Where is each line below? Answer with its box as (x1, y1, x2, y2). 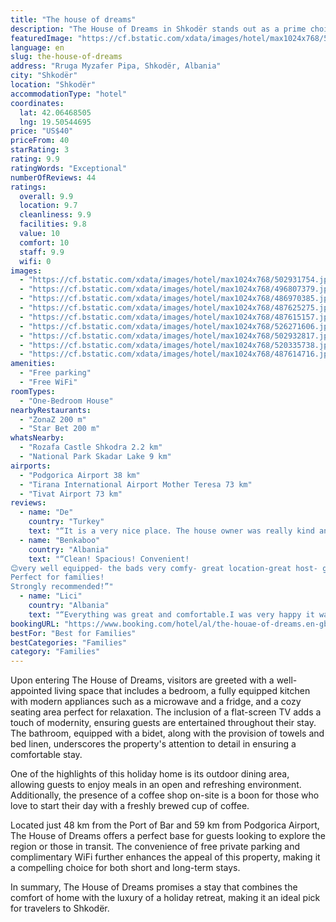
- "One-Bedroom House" (19, 396, 114, 406)
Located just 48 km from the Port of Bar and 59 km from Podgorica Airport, (10, 819, 320, 831)
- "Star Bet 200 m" (19, 424, 101, 434)
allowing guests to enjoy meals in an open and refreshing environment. (10, 779, 302, 791)
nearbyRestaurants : (10, 405, 92, 415)
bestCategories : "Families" (10, 637, 128, 648)
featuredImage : (10, 33, 74, 43)
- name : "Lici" (19, 591, 83, 601)
